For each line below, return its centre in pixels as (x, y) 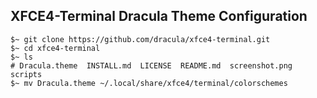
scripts (26, 74)
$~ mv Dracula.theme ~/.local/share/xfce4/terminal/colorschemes (149, 83)
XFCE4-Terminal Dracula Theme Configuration (159, 16)
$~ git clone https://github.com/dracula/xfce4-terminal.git (140, 39)
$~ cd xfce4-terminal (55, 48)
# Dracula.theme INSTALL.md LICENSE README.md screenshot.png (151, 65)
